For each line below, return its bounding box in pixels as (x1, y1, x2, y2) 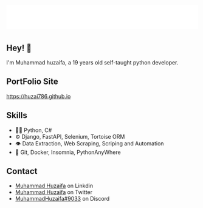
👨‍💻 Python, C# (15, 127, 52, 134)
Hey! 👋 (6, 43, 32, 53)
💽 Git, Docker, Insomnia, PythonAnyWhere (15, 148, 121, 156)
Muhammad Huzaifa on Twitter (15, 189, 93, 196)
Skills (6, 110, 27, 120)
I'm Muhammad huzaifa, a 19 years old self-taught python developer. (6, 59, 179, 66)
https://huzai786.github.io (6, 92, 71, 100)
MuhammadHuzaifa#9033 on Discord (15, 195, 110, 203)
